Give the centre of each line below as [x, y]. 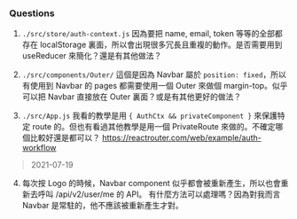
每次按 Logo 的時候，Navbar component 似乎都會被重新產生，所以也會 [151, 184]
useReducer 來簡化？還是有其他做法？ [92, 56]
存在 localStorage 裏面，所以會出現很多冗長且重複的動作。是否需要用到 [152, 45]
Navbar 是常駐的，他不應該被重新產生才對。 [102, 206]
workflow [39, 148]
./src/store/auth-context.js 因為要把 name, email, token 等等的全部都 [152, 34]
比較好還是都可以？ [65, 138]
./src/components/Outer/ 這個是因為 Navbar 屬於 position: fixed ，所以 [154, 74]
